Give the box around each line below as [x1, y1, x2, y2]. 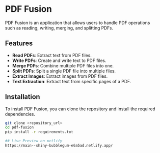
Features [5, 39, 33, 48]
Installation [5, 92, 40, 101]
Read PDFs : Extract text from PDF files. [12, 52, 92, 58]
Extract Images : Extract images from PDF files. [12, 73, 108, 79]
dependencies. [5, 111, 35, 117]
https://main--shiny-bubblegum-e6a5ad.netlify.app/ [5, 143, 113, 148]
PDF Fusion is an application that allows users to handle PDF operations [5, 20, 150, 26]
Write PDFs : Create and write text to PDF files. [12, 58, 107, 63]
